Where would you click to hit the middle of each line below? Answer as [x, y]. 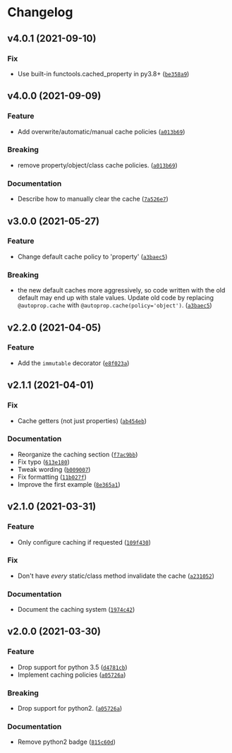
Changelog [40, 12]
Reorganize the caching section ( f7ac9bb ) [78, 454]
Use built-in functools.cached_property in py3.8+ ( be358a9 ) [103, 73]
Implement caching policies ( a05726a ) [72, 675]
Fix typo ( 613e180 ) [43, 462]
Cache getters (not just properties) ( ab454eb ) [82, 420]
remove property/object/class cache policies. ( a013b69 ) [97, 165]
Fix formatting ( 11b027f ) [52, 477]
